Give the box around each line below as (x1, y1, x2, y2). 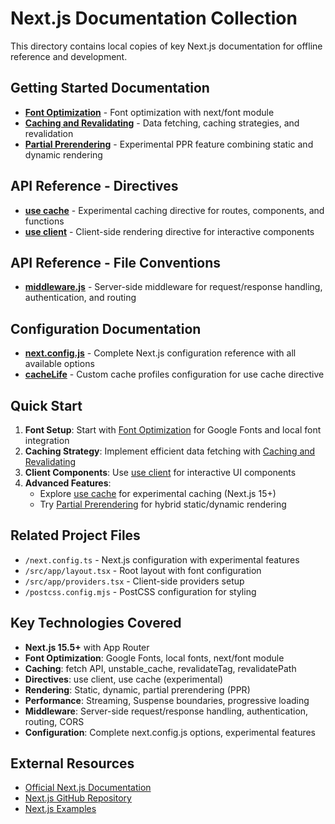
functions (24, 215, 65, 227)
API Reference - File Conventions (10, 254, 222, 271)
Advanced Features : (24, 477, 112, 489)
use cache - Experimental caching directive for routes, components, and (24, 204, 325, 216)
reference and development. (10, 50, 128, 62)
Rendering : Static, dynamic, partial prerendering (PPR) (24, 683, 251, 696)
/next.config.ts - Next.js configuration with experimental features (24, 553, 300, 566)
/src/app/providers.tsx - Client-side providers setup (24, 575, 245, 587)
